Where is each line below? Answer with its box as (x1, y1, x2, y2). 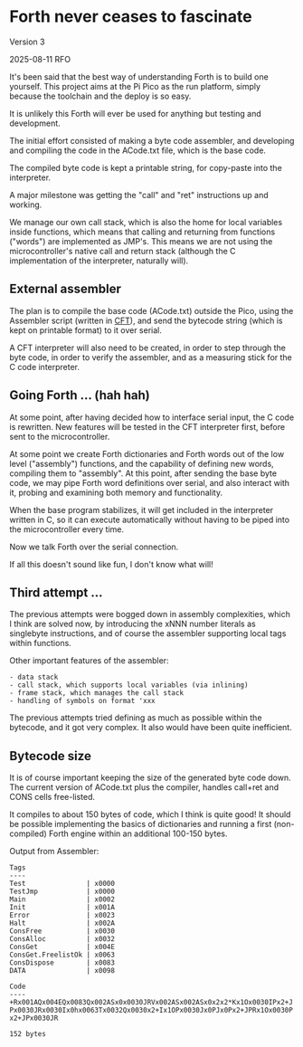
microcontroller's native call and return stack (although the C (9, 245, 237, 256)
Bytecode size (9, 748, 92, 764)
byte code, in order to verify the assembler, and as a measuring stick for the (9, 351, 292, 363)
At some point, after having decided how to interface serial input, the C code (9, 412, 295, 423)
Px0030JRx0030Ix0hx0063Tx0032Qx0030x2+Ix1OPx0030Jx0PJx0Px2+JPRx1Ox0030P (9, 1006, 294, 1015)
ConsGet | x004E (9, 943, 116, 952)
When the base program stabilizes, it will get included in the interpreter (9, 504, 274, 515)
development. (9, 118, 61, 128)
